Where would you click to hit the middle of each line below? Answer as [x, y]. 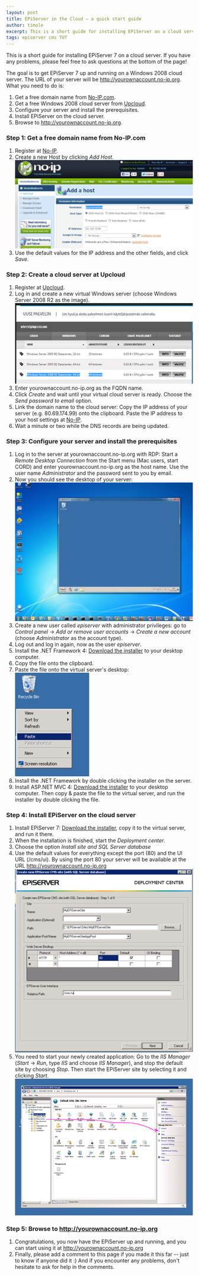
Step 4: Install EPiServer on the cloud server [71, 815]
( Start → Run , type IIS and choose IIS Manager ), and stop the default [99, 1063]
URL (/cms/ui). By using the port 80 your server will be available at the [100, 859]
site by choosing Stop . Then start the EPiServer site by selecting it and [101, 1069]
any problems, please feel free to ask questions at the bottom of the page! [97, 62]
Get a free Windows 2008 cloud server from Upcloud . [81, 103]
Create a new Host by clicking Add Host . [64, 157]
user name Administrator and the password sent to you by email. [94, 473]
